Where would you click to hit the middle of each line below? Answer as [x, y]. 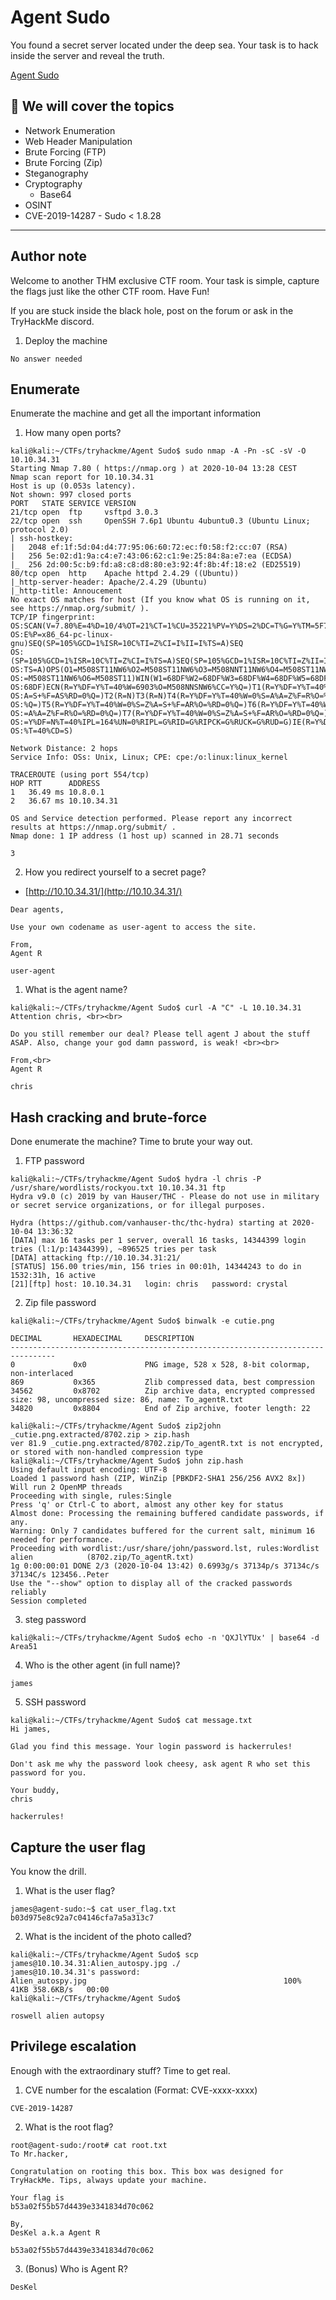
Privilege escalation [73, 2046]
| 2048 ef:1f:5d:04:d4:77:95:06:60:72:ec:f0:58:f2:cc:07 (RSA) [149, 547]
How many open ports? [73, 433]
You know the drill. [48, 1871]
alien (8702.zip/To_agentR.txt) [102, 1557]
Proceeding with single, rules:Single [91, 1496]
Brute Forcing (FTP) [65, 152]
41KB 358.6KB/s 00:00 [60, 1990]
